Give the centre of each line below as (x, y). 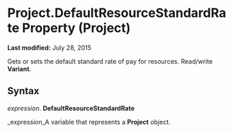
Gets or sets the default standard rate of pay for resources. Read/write (110, 61)
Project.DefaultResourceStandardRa (117, 13)
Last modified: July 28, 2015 (50, 47)
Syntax (23, 91)
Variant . (19, 69)
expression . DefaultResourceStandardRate (71, 108)
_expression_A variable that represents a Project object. (89, 122)
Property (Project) (76, 28)
